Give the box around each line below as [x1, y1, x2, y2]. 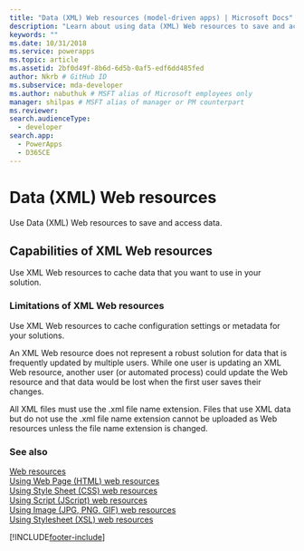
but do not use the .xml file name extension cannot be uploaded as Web [9, 413, 278, 424]
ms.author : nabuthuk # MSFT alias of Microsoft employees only [9, 89, 253, 98]
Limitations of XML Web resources [9, 300, 165, 313]
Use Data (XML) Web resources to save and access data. [9, 217, 223, 227]
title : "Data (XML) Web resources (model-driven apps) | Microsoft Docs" [9, 13, 294, 23]
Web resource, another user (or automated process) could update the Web [9, 366, 288, 377]
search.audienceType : [9, 114, 91, 123]
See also [9, 445, 48, 458]
